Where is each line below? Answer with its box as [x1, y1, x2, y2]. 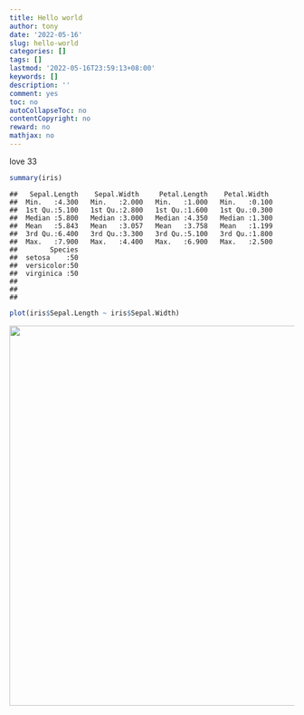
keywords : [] [9, 72, 59, 81]
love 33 [9, 156, 38, 167]
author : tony [9, 22, 59, 31]
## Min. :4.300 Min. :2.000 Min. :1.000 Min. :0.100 [9, 197, 273, 206]
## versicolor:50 [9, 261, 79, 270]
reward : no [9, 123, 51, 132]
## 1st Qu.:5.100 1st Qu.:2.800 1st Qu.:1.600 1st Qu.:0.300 [9, 205, 273, 214]
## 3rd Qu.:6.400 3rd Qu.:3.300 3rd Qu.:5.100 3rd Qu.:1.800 [9, 229, 273, 238]
